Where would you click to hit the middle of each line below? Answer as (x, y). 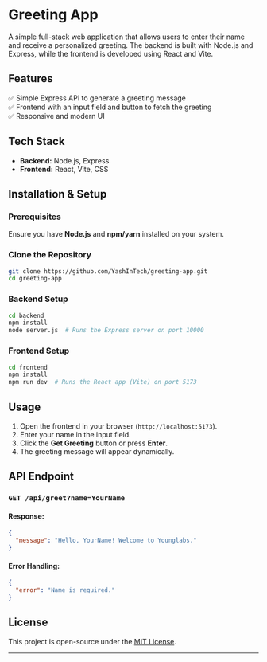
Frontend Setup (39, 351)
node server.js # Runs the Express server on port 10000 (106, 331)
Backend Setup (39, 299)
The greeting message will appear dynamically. (97, 451)
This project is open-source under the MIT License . (93, 641)
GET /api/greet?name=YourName (67, 498)
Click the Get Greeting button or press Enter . (94, 443)
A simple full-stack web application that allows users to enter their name (126, 37)
